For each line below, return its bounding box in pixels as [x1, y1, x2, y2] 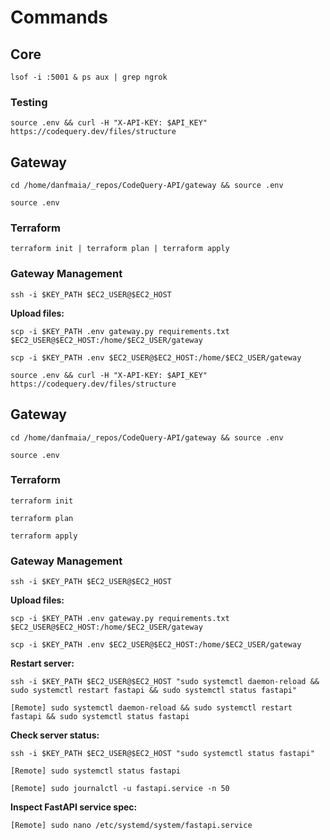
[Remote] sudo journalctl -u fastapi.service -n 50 [10, 784, 230, 794]
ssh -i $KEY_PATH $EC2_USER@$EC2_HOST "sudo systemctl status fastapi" [10, 749, 315, 759]
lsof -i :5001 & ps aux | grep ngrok [10, 72, 168, 82]
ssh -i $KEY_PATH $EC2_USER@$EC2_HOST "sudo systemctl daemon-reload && [10, 677, 320, 687]
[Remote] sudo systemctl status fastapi [10, 766, 182, 776]
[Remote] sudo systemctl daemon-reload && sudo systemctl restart [10, 703, 293, 713]
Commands [10, 6, 109, 29]
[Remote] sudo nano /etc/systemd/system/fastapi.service [10, 821, 253, 831]
